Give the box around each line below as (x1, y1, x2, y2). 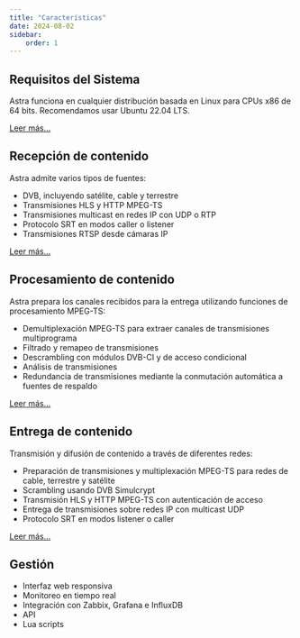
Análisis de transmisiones (22, 361, 118, 372)
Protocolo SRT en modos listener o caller (22, 513, 175, 524)
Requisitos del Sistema (9, 71, 141, 87)
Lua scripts (22, 619, 65, 630)
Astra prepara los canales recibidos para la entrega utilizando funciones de (9, 296, 288, 306)
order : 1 (25, 38, 59, 48)
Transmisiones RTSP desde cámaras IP (22, 228, 168, 239)
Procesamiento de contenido (9, 272, 176, 287)
